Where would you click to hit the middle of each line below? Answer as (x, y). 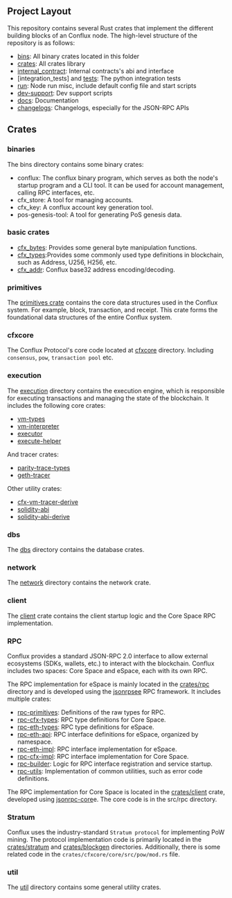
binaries (21, 150)
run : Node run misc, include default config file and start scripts (107, 85)
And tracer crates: (33, 454)
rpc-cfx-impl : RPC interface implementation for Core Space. (103, 756)
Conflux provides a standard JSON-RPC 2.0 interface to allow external (108, 656)
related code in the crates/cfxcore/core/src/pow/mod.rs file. (93, 854)
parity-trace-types (44, 467)
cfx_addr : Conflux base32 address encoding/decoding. (96, 269)
